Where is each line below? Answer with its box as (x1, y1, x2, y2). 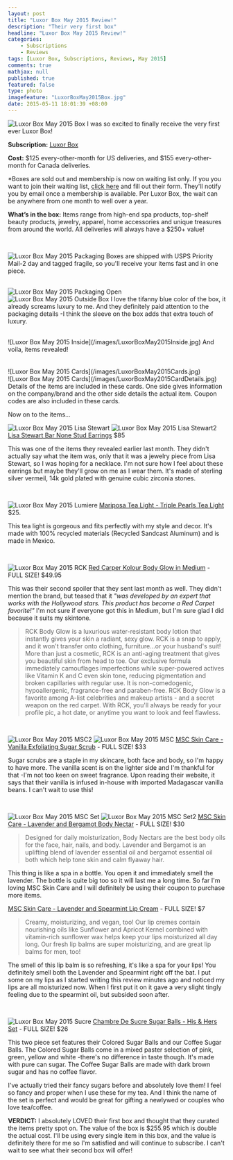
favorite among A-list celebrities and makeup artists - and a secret (24, 694, 214, 702)
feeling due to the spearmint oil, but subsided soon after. (8, 990, 170, 998)
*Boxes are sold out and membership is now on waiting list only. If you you (8, 174, 221, 183)
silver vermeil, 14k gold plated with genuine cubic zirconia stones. (8, 473, 196, 482)
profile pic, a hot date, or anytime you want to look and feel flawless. (24, 708, 221, 716)
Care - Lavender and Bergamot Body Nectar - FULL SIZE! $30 (8, 820, 185, 828)
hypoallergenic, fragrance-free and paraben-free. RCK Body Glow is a (24, 686, 226, 694)
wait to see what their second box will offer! (8, 1146, 133, 1154)
